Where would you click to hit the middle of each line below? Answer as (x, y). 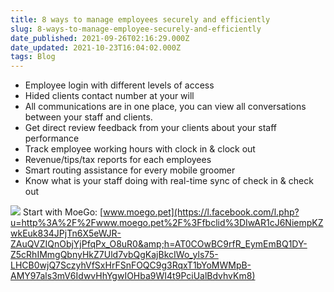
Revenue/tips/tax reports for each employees (118, 160)
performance (52, 138)
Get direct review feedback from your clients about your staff (151, 128)
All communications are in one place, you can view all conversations (165, 107)
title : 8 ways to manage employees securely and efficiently (140, 19)
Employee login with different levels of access (119, 85)
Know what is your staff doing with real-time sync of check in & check (169, 181)
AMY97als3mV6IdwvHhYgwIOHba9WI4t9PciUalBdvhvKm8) (133, 276)
